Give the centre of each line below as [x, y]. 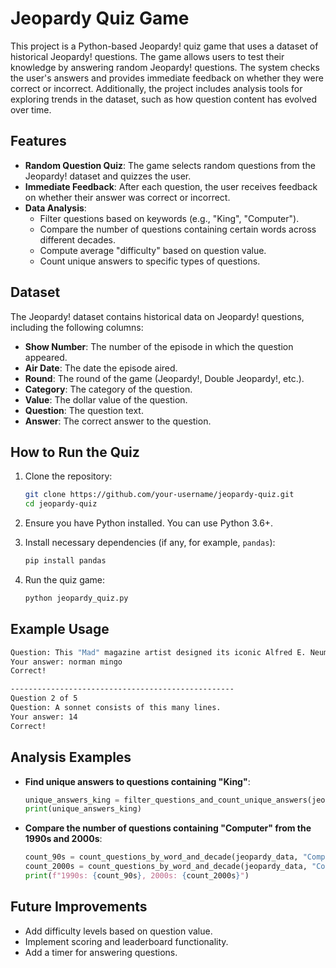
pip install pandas [65, 561]
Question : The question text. [84, 410]
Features [38, 141]
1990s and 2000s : [63, 839]
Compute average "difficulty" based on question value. [153, 250]
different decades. [78, 239]
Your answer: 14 [44, 717]
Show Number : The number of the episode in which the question [159, 346]
